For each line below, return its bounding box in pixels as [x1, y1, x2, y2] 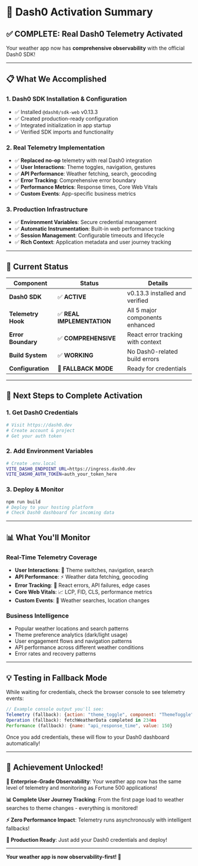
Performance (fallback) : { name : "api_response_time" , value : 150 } [6, 722, 173, 729]
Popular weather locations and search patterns [14, 625, 129, 632]
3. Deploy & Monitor [6, 485, 64, 494]
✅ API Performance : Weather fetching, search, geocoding [14, 170, 157, 177]
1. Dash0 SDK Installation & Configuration [6, 95, 127, 103]
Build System [9, 351, 47, 359]
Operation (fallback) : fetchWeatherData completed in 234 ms [6, 717, 157, 723]
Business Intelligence [6, 611, 70, 620]
